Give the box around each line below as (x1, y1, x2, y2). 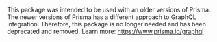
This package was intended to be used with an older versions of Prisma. (7, 6, 211, 14)
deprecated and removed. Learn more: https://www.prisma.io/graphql (7, 27, 204, 35)
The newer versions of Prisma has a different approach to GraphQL (7, 13, 196, 21)
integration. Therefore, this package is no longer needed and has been (7, 20, 207, 28)
